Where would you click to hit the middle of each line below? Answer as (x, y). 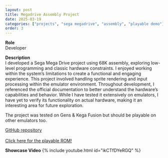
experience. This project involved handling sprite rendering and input (76, 79)
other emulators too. (26, 120)
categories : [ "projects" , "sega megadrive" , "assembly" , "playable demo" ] (85, 24)
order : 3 (14, 28)
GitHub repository (23, 130)
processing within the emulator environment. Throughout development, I (80, 84)
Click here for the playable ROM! (39, 141)
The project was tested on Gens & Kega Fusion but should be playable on (81, 115)
